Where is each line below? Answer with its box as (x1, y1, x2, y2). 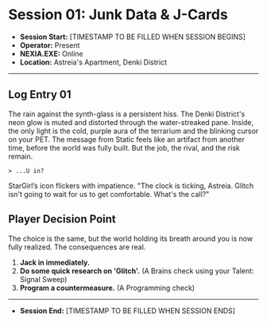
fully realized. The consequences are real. (8, 241, 146, 252)
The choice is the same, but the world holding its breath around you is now (8, 234, 253, 243)
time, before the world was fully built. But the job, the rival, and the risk (8, 143, 240, 152)
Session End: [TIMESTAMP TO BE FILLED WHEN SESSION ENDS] (19, 305, 236, 316)
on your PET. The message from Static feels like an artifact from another (8, 134, 245, 144)
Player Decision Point (8, 213, 117, 226)
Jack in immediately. (19, 257, 90, 267)
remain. (8, 151, 33, 161)
